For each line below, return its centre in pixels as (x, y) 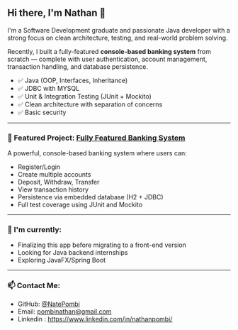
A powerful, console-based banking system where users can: (97, 153)
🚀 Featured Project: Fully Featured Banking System (96, 138)
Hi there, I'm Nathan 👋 (57, 13)
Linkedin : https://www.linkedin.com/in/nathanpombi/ (95, 319)
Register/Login (39, 167)
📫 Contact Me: (34, 286)
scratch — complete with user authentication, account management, (107, 59)
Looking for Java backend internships (73, 253)
